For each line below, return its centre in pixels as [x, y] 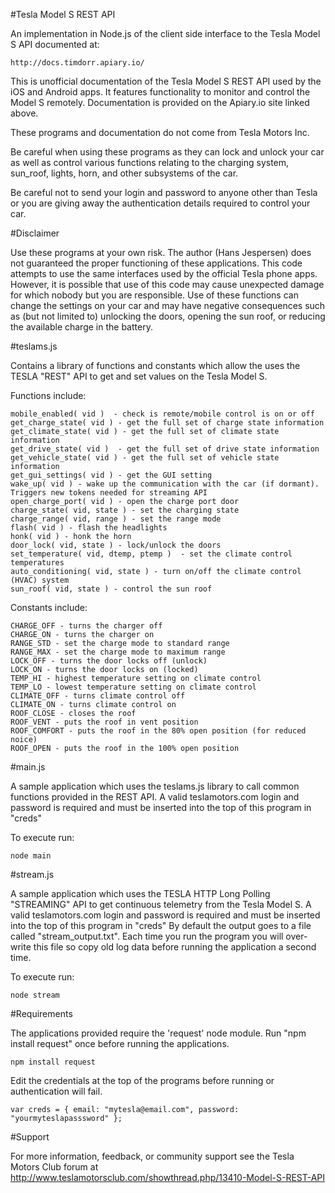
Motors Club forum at [54, 1167]
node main [31, 856]
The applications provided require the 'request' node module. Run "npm [158, 1033]
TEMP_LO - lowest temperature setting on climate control [133, 687]
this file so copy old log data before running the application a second [175, 947]
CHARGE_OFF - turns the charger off [86, 626]
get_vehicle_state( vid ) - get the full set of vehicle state [145, 458]
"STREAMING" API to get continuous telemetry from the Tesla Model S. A [161, 904]
